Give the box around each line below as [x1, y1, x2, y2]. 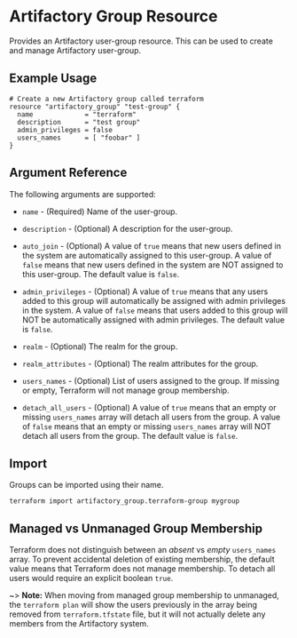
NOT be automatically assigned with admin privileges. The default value [21, 314, 285, 325]
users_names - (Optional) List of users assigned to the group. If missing [21, 375, 280, 386]
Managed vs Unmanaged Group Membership [9, 521, 263, 536]
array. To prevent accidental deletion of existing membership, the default [9, 554, 275, 565]
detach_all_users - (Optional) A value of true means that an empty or [21, 402, 277, 412]
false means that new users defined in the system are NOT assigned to [21, 259, 284, 270]
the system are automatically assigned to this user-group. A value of [21, 250, 272, 260]
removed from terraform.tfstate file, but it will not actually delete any [9, 609, 266, 619]
